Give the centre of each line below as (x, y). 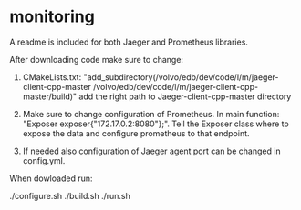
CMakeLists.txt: (52, 77)
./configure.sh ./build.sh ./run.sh (70, 195)
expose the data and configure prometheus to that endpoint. (136, 133)
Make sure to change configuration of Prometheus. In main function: (151, 114)
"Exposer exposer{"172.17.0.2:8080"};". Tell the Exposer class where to (156, 124)
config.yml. (44, 160)
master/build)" (50, 96)
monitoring (52, 17)
